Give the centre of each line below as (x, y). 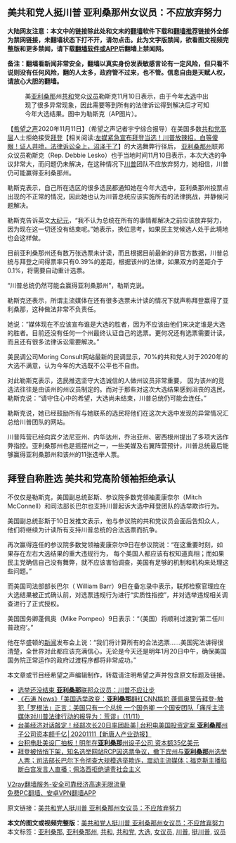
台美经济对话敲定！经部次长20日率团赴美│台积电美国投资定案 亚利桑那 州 (123, 725)
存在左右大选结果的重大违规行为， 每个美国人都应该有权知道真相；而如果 (119, 553)
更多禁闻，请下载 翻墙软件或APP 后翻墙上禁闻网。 (97, 49)
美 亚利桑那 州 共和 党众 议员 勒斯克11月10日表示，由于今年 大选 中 (113, 96)
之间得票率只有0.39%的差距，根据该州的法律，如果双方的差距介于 (127, 261)
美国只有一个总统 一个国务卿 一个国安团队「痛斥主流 (149, 707)
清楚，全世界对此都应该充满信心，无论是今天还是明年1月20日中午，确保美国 (117, 651)
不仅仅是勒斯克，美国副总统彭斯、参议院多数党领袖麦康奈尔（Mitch (105, 497)
